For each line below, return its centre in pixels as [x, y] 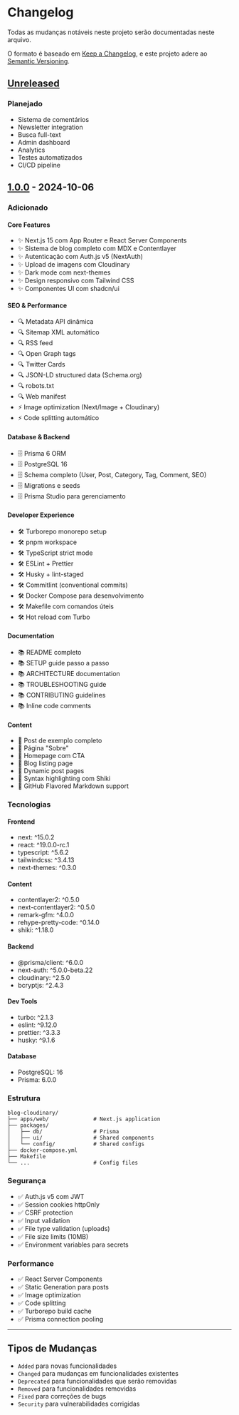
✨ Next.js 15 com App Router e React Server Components [102, 240]
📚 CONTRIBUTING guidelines [62, 695]
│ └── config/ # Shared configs [76, 1144]
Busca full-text [39, 134]
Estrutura [24, 1098]
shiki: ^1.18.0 [36, 930]
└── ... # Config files [73, 1163]
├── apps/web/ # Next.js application [84, 1119]
